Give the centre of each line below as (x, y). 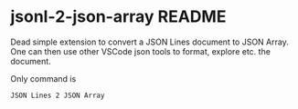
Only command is (43, 78)
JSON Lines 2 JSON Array (58, 95)
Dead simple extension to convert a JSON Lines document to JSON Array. (149, 42)
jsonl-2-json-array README (118, 17)
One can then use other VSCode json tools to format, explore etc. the (140, 51)
